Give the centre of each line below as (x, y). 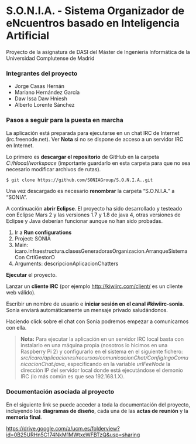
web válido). (21, 293)
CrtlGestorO (41, 257)
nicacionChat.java (42, 364)
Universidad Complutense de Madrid (50, 58)
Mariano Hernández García (47, 93)
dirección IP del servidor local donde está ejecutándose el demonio (102, 370)
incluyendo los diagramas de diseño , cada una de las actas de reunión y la (97, 411)
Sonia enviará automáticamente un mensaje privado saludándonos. (87, 310)
